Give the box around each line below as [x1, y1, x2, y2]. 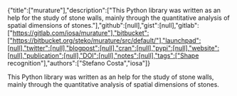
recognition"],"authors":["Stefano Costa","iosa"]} [7, 59, 151, 67]
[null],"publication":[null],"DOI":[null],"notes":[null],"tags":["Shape [7, 51, 199, 60]
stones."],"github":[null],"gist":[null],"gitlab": [71, 21, 199, 29]
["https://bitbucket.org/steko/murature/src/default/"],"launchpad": [7, 36, 201, 45]
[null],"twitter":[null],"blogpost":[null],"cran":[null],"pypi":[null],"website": [7, 44, 219, 52]
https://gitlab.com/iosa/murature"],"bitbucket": [12, 28, 149, 37]
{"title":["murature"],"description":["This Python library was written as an [7, 6, 221, 14]
